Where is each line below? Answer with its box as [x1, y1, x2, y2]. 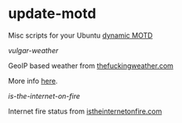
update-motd [8, 5, 96, 23]
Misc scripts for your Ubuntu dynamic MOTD [8, 31, 153, 40]
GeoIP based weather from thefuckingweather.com [8, 60, 174, 71]
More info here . [8, 76, 58, 85]
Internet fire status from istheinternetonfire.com [8, 107, 162, 116]
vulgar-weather [8, 45, 59, 55]
